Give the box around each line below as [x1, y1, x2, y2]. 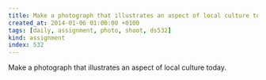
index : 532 [8, 41, 44, 49]
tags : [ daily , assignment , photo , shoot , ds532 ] [8, 26, 172, 34]
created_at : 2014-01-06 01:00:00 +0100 [8, 19, 140, 27]
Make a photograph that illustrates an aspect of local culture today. [8, 63, 227, 72]
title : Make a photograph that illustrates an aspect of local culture [8, 11, 249, 20]
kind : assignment [8, 33, 66, 42]
